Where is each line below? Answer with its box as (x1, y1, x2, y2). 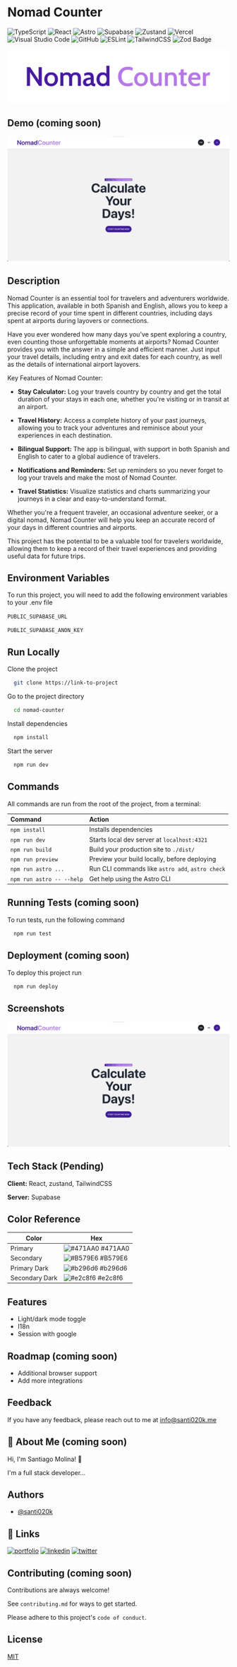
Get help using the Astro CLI (89, 874, 171, 883)
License (7, 1634, 43, 1646)
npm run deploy (13, 983, 59, 990)
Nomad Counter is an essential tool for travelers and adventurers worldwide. (7, 293, 229, 302)
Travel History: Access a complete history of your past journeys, (17, 416, 207, 424)
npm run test (13, 930, 52, 937)
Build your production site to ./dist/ (89, 844, 195, 854)
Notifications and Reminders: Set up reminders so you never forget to (17, 466, 224, 474)
